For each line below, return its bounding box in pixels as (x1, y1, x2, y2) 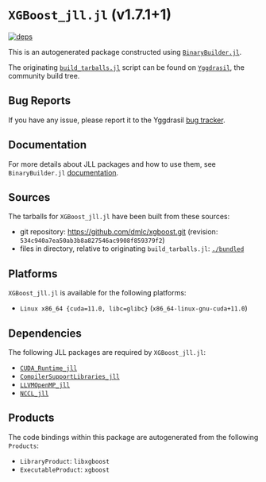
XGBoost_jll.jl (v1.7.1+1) (8, 6, 172, 24)
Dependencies (8, 326, 82, 340)
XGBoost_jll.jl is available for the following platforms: (8, 288, 187, 298)
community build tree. (8, 71, 80, 80)
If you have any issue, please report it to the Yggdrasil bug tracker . (8, 115, 226, 125)
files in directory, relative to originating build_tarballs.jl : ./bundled (19, 244, 245, 253)
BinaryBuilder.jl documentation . (8, 168, 119, 177)
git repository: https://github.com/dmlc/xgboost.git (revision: (19, 227, 218, 237)
